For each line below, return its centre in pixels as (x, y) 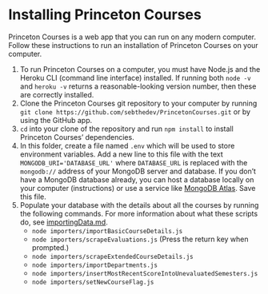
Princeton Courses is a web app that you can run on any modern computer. (132, 37)
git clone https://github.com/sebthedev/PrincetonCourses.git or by (135, 111)
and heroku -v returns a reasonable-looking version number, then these (138, 86)
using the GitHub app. (56, 120)
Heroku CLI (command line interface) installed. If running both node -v (135, 77)
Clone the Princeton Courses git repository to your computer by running (138, 103)
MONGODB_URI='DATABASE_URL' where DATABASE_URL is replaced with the (134, 162)
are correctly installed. (57, 94)
